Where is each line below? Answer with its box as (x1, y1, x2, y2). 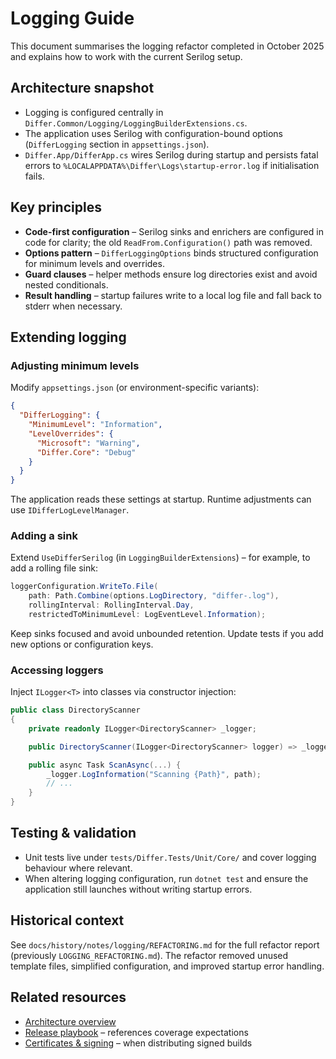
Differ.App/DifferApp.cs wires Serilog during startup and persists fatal (24, 148, 319, 161)
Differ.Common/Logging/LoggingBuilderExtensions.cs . (24, 117, 248, 129)
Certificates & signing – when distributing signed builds (24, 1037, 253, 1049)
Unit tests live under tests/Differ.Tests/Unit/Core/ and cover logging (24, 851, 317, 863)
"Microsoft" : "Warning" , (36, 438, 141, 448)
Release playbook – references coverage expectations (24, 1026, 249, 1038)
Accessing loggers (10, 663, 104, 677)
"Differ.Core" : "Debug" (36, 447, 137, 457)
